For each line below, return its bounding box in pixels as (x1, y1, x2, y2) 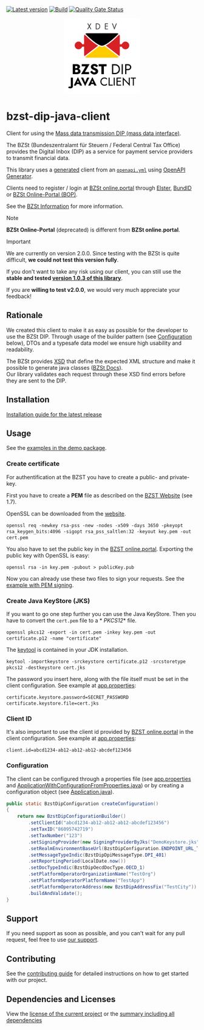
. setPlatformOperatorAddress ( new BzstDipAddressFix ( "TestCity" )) (28, 883, 197, 890)
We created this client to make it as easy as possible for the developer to (6, 326, 188, 334)
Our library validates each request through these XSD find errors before (6, 370, 186, 378)
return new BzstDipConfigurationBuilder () (17, 814, 126, 820)
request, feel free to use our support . (6, 936, 99, 944)
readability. (6, 345, 35, 353)
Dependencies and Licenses (6, 994, 116, 1004)
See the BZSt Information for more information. (6, 202, 124, 210)
